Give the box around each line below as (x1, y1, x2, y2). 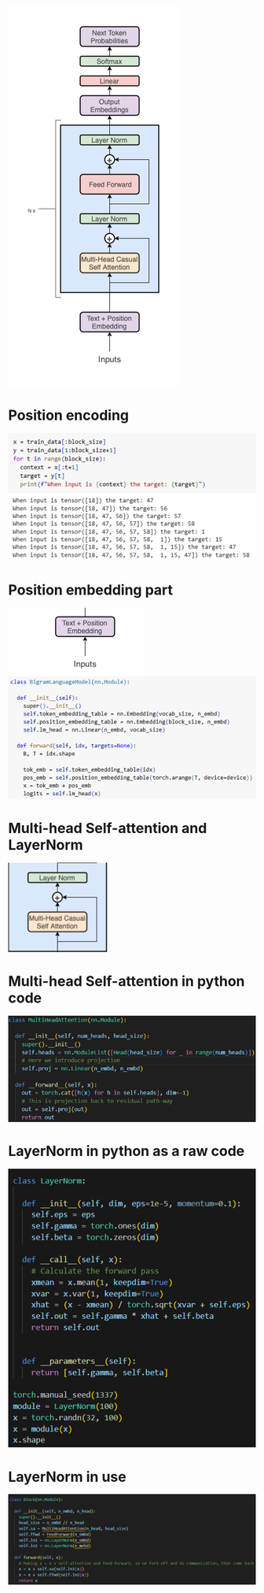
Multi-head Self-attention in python (8, 972, 245, 991)
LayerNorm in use (8, 1468, 127, 1486)
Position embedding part (8, 581, 174, 598)
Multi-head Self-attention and (8, 820, 207, 837)
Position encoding (8, 406, 130, 424)
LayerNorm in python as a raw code (8, 1142, 245, 1160)
